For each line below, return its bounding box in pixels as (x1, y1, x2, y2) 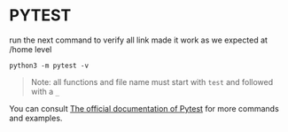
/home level (9, 43, 52, 54)
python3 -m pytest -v (9, 61, 90, 70)
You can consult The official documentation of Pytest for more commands (9, 103, 279, 113)
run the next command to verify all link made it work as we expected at (9, 35, 269, 45)
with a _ (30, 86, 60, 97)
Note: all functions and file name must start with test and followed (30, 76, 274, 87)
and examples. (9, 113, 63, 123)
